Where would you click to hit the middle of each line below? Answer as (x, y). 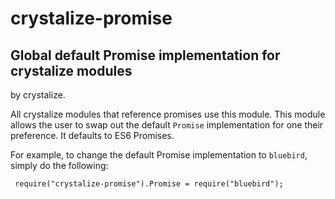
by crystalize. (38, 95)
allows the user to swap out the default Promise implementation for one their (167, 125)
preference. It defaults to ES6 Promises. (92, 135)
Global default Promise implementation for (145, 55)
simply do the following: (59, 165)
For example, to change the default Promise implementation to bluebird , (159, 155)
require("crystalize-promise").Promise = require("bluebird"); (149, 184)
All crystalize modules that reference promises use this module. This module (168, 114)
